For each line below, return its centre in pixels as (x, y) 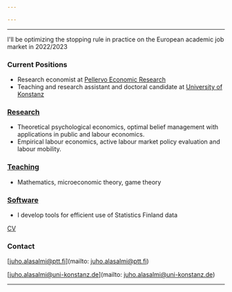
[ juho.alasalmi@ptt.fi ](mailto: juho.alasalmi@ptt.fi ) (78, 261)
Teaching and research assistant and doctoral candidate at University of (120, 87)
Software (23, 199)
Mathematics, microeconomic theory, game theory (89, 182)
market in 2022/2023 (37, 46)
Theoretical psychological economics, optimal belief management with (118, 127)
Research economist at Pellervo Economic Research (91, 79)
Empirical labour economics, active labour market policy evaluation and (119, 142)
